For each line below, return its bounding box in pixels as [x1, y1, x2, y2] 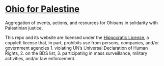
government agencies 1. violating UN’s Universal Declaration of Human [5, 45, 148, 51]
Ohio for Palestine [5, 3, 80, 15]
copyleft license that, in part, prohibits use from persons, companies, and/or [5, 39, 159, 45]
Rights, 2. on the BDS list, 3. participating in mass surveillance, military [5, 50, 148, 56]
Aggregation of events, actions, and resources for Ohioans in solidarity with [5, 20, 158, 26]
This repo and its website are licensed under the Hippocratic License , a [5, 34, 149, 40]
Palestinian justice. [5, 25, 43, 31]
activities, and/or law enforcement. [5, 55, 76, 61]
